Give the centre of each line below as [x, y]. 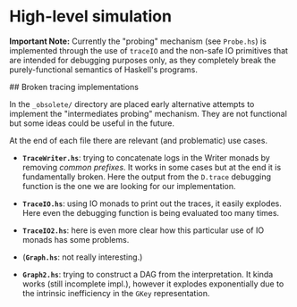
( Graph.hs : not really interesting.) [82, 257]
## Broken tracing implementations [74, 87]
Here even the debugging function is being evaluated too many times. [151, 212]
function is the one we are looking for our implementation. [129, 186]
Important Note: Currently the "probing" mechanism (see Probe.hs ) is [138, 41]
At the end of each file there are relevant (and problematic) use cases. [139, 140]
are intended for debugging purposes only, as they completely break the [143, 60]
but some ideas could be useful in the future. [92, 123]
